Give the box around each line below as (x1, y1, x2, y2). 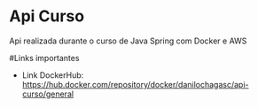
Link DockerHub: (21, 69, 84, 81)
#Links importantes (9, 52, 80, 63)
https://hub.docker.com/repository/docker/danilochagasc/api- (21, 79, 250, 89)
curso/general (21, 89, 74, 99)
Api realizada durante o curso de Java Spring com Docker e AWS (9, 35, 247, 46)
